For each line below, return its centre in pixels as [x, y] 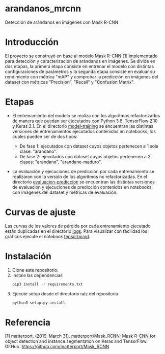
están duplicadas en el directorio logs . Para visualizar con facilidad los [76, 231]
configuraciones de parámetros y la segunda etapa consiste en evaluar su [80, 71]
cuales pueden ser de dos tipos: [45, 137]
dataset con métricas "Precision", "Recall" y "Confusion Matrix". [70, 82]
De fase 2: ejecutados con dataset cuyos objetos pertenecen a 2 [85, 156]
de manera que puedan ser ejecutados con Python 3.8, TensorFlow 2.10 [85, 121]
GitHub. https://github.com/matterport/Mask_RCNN [57, 347]
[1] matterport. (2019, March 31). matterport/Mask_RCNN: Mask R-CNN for [80, 336]
